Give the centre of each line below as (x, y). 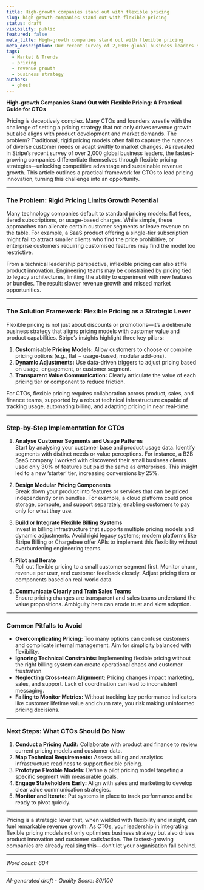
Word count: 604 (28, 863)
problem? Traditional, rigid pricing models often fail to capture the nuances (100, 140)
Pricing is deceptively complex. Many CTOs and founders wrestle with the (99, 121)
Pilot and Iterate (36, 560)
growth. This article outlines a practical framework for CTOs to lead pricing (100, 173)
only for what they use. (44, 510)
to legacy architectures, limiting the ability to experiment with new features (100, 277)
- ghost (22, 86)
